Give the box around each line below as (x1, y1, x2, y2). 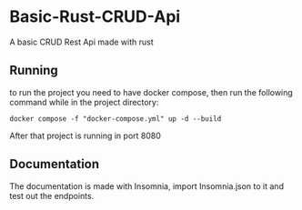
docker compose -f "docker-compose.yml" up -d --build (9, 114, 222, 124)
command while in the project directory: (9, 96, 159, 107)
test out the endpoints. (9, 190, 95, 201)
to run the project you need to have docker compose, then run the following (9, 86, 293, 97)
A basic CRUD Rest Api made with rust (9, 36, 154, 47)
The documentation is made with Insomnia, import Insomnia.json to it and (9, 180, 285, 192)
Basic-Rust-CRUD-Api (9, 6, 181, 27)
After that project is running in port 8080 (9, 130, 162, 141)
